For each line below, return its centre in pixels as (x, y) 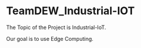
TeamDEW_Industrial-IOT (70, 11)
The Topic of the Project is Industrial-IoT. (56, 27)
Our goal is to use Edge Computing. (50, 39)
